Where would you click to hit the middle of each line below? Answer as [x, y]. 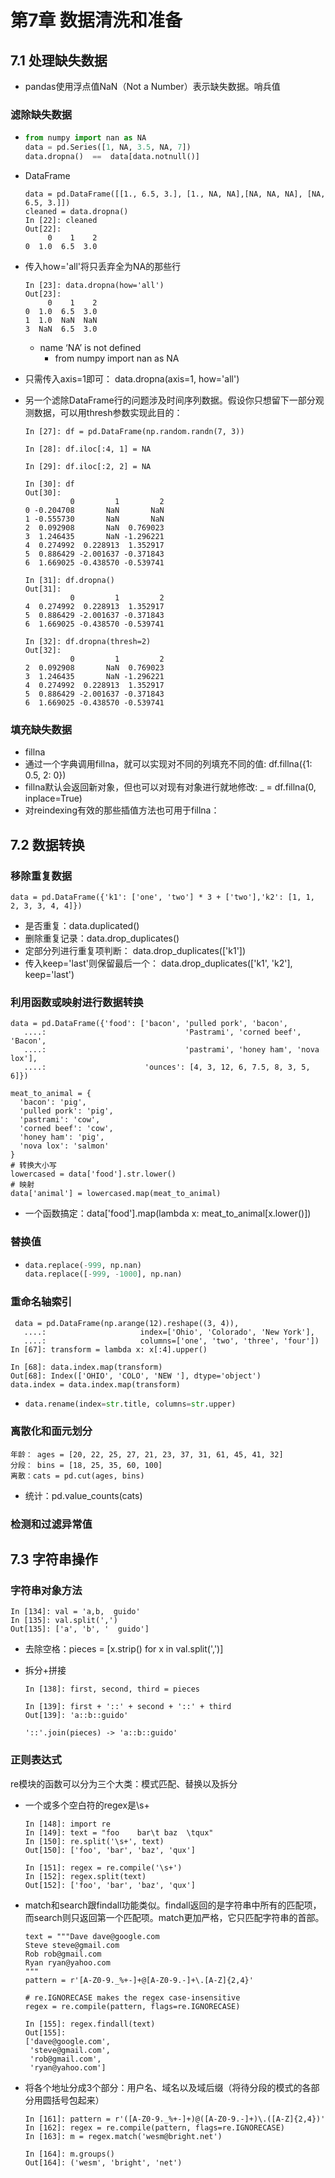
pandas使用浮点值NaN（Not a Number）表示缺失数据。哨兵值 [152, 86]
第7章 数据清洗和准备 [96, 20]
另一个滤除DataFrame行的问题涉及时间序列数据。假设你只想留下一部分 [170, 400]
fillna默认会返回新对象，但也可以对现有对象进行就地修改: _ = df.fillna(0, [170, 787]
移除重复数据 [41, 876]
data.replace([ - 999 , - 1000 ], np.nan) [103, 1274]
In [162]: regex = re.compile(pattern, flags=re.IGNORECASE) [155, 2127]
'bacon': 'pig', [53, 1102]
